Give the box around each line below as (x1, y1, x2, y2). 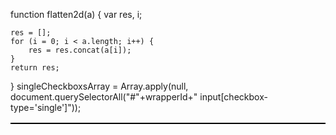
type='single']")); (10, 102, 82, 113)
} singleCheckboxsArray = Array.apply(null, (10, 80, 189, 92)
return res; (10, 63, 60, 73)
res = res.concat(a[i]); (28, 45, 132, 55)
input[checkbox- (199, 91, 268, 103)
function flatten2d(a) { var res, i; (10, 9, 143, 20)
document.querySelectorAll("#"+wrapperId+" (10, 91, 198, 103)
